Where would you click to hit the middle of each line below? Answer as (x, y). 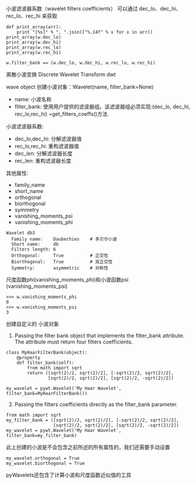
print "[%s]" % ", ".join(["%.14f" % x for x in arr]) (85, 32)
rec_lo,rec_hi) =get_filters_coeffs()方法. (62, 114)
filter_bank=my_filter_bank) (42, 435)
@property (29, 358)
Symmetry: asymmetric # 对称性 (60, 268)
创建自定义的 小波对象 (32, 324)
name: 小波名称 (33, 99)
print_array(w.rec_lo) (34, 47)
